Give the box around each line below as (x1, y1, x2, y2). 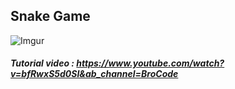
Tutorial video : (10, 57, 75, 69)
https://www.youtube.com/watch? (76, 57, 225, 69)
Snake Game (10, 8, 91, 25)
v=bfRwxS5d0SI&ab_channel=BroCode (10, 68, 179, 80)
